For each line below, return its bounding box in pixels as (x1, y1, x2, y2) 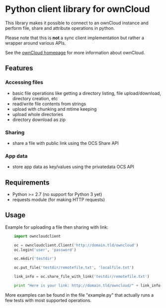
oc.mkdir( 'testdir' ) (14, 256, 56, 261)
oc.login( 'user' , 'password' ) (14, 247, 77, 252)
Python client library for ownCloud (5, 3, 150, 15)
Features (5, 64, 33, 72)
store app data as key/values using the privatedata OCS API (12, 164, 134, 170)
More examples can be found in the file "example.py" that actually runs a (5, 292, 154, 298)
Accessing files (5, 79, 44, 86)
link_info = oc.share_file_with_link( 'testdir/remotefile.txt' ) (14, 274, 150, 279)
